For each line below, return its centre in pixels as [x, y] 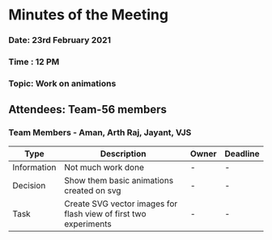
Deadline [242, 154]
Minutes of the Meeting [88, 15]
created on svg [93, 190]
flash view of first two [105, 213]
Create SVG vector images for [121, 204]
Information [34, 167]
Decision [29, 185]
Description [123, 154]
